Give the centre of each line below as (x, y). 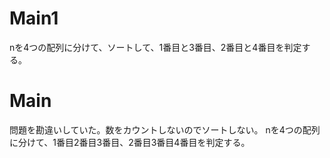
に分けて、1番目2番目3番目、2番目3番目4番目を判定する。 (130, 142)
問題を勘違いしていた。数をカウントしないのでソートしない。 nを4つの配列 (165, 129)
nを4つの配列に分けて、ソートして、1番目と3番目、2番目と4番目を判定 (155, 47)
